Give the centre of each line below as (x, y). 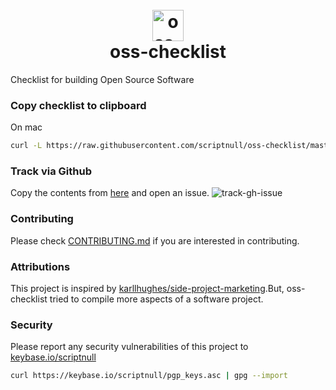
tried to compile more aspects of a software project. (156, 299)
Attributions (40, 266)
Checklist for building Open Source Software (102, 79)
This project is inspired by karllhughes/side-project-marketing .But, (147, 288)
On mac (26, 127)
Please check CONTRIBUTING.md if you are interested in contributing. (155, 240)
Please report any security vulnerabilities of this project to (129, 347)
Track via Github (51, 171)
